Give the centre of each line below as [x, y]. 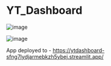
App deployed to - [29, 50]
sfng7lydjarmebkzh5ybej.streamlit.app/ [55, 56]
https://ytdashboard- [78, 50]
